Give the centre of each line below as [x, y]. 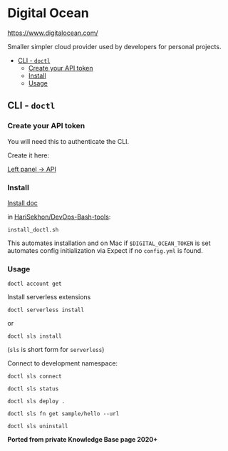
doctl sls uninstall [38, 426]
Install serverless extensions [49, 297]
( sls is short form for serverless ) [56, 350]
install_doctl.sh [33, 229]
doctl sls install [35, 336]
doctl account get [35, 284]
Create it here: [28, 155]
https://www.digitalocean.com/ [53, 33]
